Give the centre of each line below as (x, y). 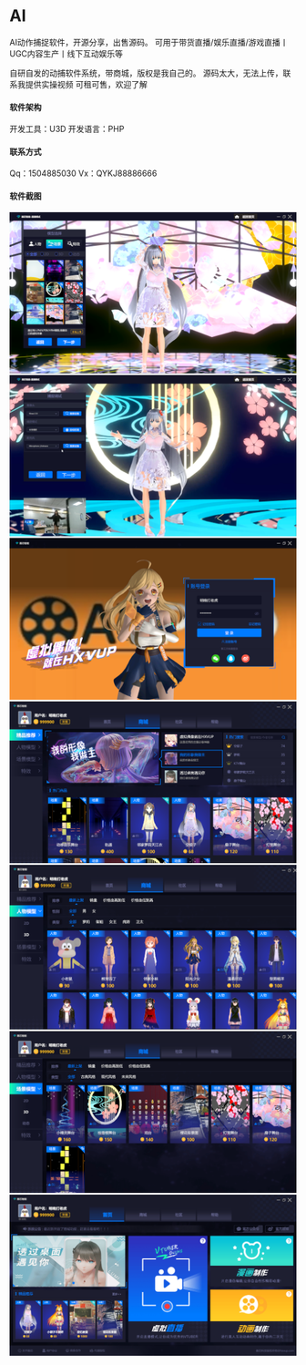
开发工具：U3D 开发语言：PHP (67, 129)
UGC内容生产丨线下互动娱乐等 (66, 53)
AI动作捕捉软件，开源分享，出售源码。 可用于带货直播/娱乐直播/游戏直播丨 (149, 42)
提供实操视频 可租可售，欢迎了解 (86, 84)
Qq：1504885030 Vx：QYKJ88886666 (83, 173)
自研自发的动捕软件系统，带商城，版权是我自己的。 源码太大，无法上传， (146, 73)
